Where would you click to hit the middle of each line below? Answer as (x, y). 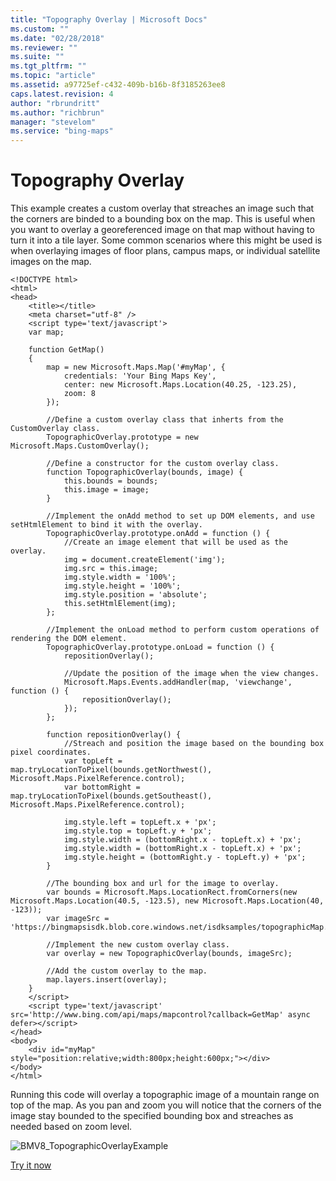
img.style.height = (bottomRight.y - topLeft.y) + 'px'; (185, 857)
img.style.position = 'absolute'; (135, 595)
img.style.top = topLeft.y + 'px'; (138, 831)
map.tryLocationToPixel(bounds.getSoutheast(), (111, 796)
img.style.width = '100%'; (120, 577)
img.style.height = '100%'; (122, 586)
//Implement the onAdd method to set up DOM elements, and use (180, 516)
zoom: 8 (80, 394)
